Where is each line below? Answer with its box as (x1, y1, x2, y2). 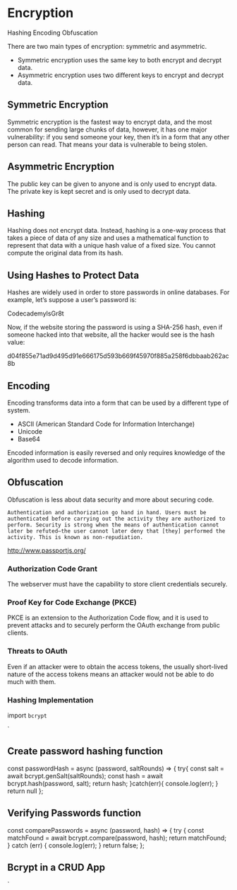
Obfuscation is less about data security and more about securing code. (7, 495, 214, 504)
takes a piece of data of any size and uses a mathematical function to (7, 233, 209, 242)
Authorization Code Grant (7, 564, 97, 574)
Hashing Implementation (7, 695, 94, 705)
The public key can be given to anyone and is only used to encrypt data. (7, 179, 217, 188)
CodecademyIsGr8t (7, 309, 65, 318)
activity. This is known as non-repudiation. (7, 533, 143, 541)
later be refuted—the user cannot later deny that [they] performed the (7, 527, 226, 535)
